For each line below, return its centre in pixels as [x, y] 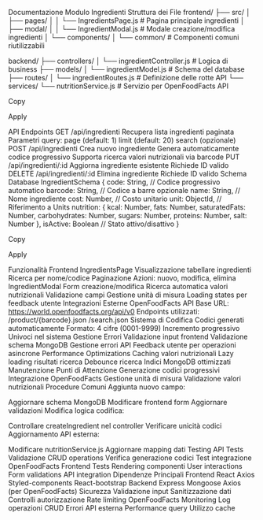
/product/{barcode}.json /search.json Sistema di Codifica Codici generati [126, 320]
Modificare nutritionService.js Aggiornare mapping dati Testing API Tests [126, 449]
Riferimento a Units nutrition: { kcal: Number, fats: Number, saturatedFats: [127, 207]
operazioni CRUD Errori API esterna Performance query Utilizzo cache [122, 508]
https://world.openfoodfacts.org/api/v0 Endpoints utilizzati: [104, 312]
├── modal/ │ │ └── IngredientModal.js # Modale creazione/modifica [122, 29]
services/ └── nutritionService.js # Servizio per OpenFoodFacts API [119, 86]
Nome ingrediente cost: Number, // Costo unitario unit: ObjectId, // [115, 199]
